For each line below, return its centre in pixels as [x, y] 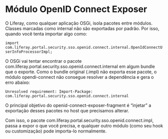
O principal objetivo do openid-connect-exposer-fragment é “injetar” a [78, 105]
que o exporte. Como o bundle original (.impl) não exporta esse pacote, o [81, 72]
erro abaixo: [18, 82]
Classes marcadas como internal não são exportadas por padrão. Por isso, [82, 28]
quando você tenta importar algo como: [46, 34]
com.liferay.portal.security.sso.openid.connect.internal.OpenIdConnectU [84, 47]
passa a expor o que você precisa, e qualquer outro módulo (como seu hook [84, 125]
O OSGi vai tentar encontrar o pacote [43, 61]
